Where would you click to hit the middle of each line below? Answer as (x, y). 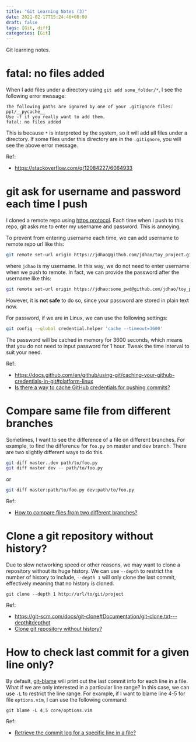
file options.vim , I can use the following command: (67, 700)
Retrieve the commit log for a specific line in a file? (75, 733)
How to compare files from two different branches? (76, 513)
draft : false (22, 22)
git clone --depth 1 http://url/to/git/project (65, 595)
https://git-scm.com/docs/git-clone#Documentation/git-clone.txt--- (96, 616)
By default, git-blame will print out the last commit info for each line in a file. (97, 681)
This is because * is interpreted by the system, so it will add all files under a (97, 133)
